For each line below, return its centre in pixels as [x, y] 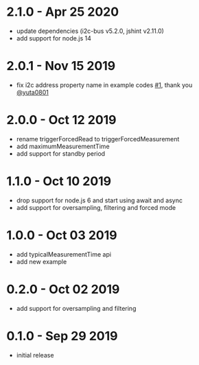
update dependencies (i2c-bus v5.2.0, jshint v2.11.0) [90, 31]
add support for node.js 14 [54, 38]
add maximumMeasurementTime [63, 146]
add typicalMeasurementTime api [63, 254]
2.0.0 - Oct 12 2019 [62, 120]
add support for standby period [61, 153]
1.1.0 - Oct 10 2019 [59, 181]
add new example [42, 261]
